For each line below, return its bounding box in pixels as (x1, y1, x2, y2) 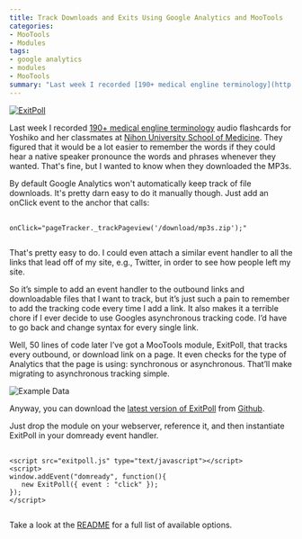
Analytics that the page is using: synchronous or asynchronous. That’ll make (9, 358, 292, 369)
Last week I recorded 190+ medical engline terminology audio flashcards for (9, 122, 292, 133)
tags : (9, 47, 30, 56)
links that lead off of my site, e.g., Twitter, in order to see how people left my (9, 256, 291, 267)
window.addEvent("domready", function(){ (9, 472, 167, 481)
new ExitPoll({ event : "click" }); (21, 480, 159, 489)
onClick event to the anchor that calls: (9, 197, 150, 208)
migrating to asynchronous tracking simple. (9, 368, 171, 379)
